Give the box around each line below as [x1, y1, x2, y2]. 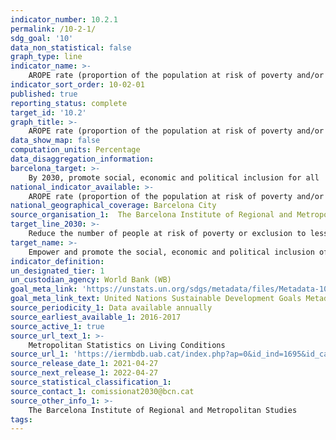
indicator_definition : [10, 256, 105, 266]
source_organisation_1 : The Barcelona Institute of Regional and [10, 210, 293, 220]
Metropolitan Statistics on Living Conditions [28, 340, 226, 350]
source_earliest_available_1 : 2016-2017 [10, 312, 182, 322]
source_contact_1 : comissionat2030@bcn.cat [10, 386, 195, 396]
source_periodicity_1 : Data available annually [10, 303, 213, 313]
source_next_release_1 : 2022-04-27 [10, 368, 159, 378]
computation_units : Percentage [10, 145, 141, 155]
